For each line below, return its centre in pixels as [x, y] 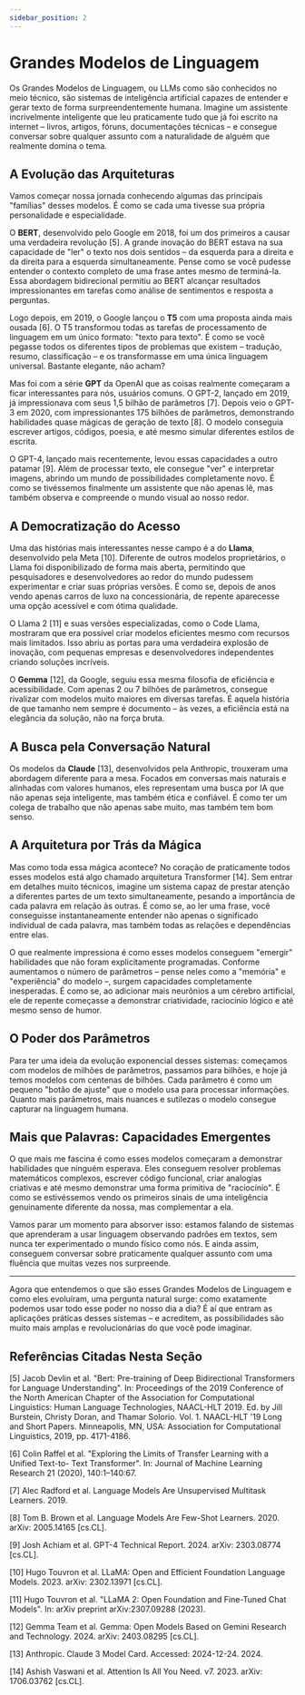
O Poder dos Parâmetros [80, 1039]
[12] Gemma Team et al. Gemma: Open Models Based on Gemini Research [148, 1627]
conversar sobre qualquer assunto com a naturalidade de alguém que [140, 136]
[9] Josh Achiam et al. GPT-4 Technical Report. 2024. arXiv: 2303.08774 [145, 1545]
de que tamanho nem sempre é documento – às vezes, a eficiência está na [149, 709]
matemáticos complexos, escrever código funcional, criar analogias [136, 1178]
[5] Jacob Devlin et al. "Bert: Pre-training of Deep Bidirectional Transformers [152, 1378]
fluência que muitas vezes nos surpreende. [90, 1263]
